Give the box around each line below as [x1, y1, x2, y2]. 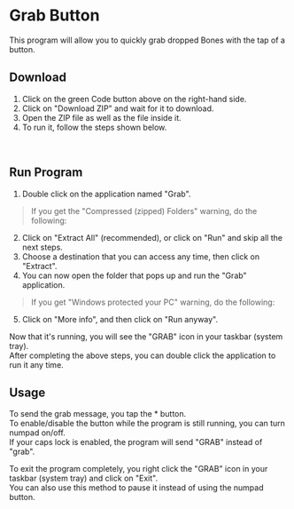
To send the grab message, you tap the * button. [9, 409, 187, 419]
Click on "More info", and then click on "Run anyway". [21, 314, 219, 324]
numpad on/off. [9, 427, 66, 438]
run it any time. [9, 359, 64, 370]
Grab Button [9, 5, 100, 26]
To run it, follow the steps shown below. [21, 122, 167, 132]
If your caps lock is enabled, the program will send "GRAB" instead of [9, 437, 263, 448]
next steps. [21, 242, 64, 252]
